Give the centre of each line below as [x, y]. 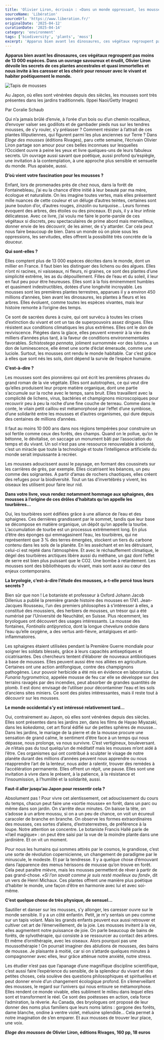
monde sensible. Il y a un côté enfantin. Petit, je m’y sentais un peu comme [80, 914]
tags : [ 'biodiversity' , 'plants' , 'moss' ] [49, 37]
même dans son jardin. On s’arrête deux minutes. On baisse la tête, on [76, 808]
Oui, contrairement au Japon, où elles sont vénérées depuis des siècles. [78, 717]
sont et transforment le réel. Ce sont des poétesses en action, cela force [78, 997]
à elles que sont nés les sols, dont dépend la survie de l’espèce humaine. [79, 358]
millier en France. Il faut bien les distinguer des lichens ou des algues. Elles [80, 266]
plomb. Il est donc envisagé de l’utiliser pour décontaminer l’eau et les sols [80, 687]
